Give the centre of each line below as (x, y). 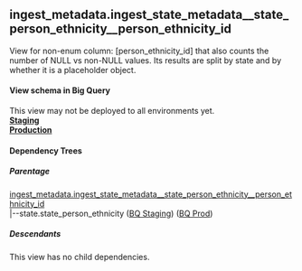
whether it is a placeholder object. (73, 70)
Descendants (35, 234)
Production (31, 130)
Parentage (30, 172)
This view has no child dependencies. (80, 257)
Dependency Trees (46, 150)
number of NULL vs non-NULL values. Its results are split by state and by (146, 60)
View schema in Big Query (60, 90)
